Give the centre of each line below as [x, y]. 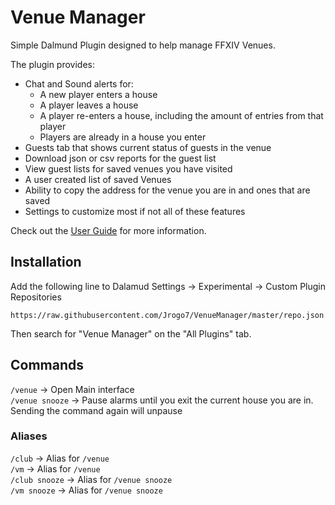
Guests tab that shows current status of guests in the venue [148, 147]
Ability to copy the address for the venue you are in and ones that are [167, 190]
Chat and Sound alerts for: [79, 83]
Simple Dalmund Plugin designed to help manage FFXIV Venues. [143, 45]
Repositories [36, 297]
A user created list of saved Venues [98, 179]
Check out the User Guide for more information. [108, 230]
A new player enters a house [98, 94]
